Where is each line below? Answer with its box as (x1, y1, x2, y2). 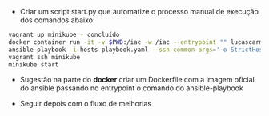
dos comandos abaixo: (19, 15, 95, 25)
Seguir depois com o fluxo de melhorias (19, 99, 152, 109)
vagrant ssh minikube (8, 53, 81, 61)
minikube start (8, 60, 59, 69)
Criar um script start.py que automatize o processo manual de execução (19, 7, 259, 16)
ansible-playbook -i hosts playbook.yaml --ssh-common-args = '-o (8, 46, 227, 54)
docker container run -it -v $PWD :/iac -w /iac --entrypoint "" (8, 38, 227, 46)
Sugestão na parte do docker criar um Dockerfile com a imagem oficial (19, 75, 255, 85)
